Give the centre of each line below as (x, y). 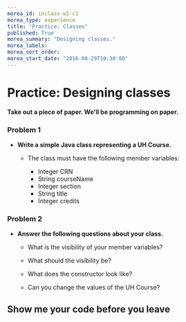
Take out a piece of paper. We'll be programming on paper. (93, 112)
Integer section (59, 186)
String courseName (65, 179)
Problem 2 (25, 218)
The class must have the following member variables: (103, 158)
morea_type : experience (41, 20)
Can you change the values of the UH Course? (94, 287)
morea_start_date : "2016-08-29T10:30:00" (68, 59)
